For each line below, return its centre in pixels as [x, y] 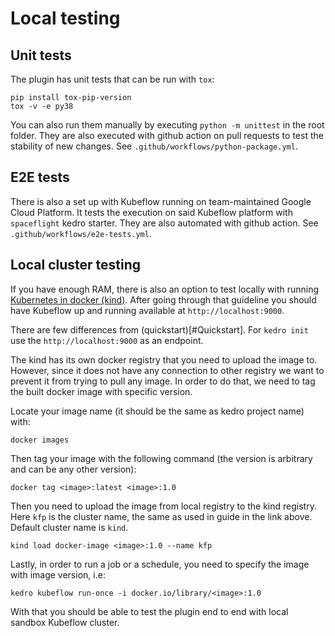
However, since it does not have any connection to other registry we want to [167, 370]
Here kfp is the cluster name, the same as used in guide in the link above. [161, 516]
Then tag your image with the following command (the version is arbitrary [161, 458]
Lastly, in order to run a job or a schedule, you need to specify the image [160, 564]
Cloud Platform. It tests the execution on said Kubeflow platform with [151, 212]
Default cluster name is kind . [69, 527]
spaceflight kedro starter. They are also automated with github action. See [164, 223]
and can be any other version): [73, 469]
